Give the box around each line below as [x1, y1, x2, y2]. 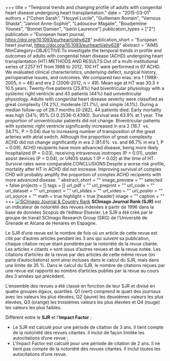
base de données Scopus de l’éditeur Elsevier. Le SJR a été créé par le [5, 209, 153, 215]
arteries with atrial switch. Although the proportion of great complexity [5, 134, 152, 140]
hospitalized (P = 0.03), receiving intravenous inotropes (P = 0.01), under [5, 150, 158, 156]
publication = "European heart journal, [5, 31, 85, 37]
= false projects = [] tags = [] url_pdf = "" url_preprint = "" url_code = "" [5, 182, 155, 188]
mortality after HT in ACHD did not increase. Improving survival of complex [5, 166, 162, 172]
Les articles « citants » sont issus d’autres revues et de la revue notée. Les [5, 246, 161, 252]
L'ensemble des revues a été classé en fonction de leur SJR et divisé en [5, 283, 156, 289]
